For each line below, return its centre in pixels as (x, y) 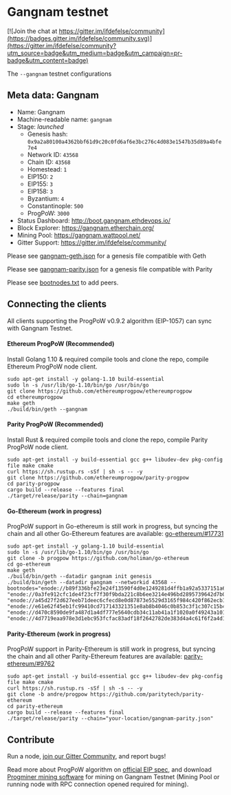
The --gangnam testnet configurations (59, 74)
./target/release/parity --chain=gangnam (67, 496)
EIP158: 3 (40, 191)
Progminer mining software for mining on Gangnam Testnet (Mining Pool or (113, 777)
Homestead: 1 (47, 169)
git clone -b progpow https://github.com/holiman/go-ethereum (98, 559)
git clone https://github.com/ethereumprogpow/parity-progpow (98, 477)
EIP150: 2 (40, 176)
